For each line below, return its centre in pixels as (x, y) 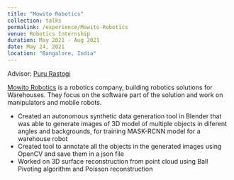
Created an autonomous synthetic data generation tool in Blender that (119, 116)
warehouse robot (43, 138)
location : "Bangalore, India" (52, 54)
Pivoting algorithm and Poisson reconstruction (85, 169)
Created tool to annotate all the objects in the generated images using (119, 146)
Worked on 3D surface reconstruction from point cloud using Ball (113, 161)
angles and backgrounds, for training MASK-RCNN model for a (109, 131)
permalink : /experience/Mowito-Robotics (68, 27)
